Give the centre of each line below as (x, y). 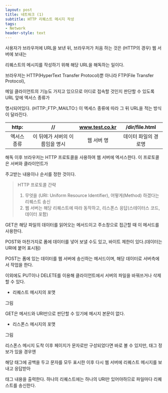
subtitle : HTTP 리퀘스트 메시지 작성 (40, 19)
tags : (11, 24)
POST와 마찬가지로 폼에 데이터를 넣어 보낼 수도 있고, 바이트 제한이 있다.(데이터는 (84, 241)
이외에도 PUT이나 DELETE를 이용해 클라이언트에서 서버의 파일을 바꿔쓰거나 (78, 275)
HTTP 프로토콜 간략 (37, 185)
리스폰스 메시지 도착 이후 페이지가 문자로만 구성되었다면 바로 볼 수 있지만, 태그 (81, 345)
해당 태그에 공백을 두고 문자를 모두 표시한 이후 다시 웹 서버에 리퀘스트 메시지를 (81, 362)
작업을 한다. (22, 265)
